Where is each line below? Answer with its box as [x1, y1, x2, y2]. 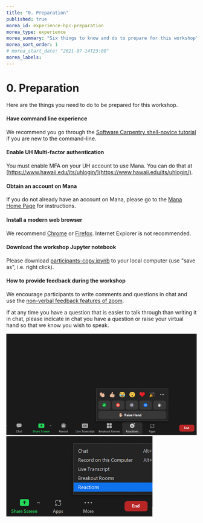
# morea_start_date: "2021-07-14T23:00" [6, 48, 110, 54]
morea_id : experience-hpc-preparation [6, 22, 104, 28]
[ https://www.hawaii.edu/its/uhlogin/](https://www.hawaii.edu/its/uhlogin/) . [6, 169, 193, 176]
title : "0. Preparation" [6, 10, 69, 16]
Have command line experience [6, 115, 88, 122]
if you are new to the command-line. [6, 135, 97, 142]
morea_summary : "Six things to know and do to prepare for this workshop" [6, 35, 199, 42]
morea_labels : [6, 54, 42, 60]
